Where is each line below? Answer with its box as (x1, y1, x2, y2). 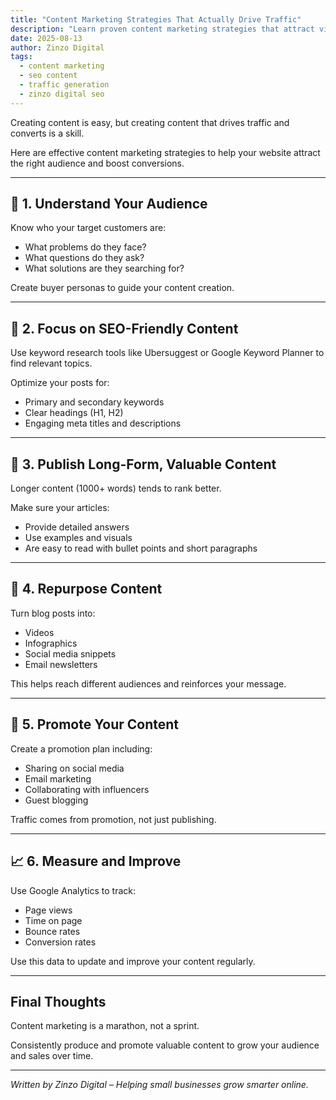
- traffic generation (19, 80, 110, 90)
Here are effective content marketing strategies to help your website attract (10, 146, 321, 158)
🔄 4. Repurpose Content (10, 581, 163, 598)
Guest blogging (24, 794, 89, 806)
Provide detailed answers (24, 521, 130, 533)
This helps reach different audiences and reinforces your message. (10, 677, 287, 690)
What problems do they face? (24, 241, 147, 253)
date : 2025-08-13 (10, 33, 83, 43)
